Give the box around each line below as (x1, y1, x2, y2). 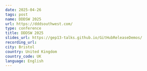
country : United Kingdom (5, 49, 57, 54)
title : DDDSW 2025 (5, 30, 44, 35)
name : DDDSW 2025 (5, 16, 42, 21)
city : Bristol (5, 44, 35, 49)
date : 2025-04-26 (5, 7, 42, 12)
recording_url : (5, 40, 37, 45)
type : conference (5, 26, 42, 31)
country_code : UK (5, 53, 42, 59)
